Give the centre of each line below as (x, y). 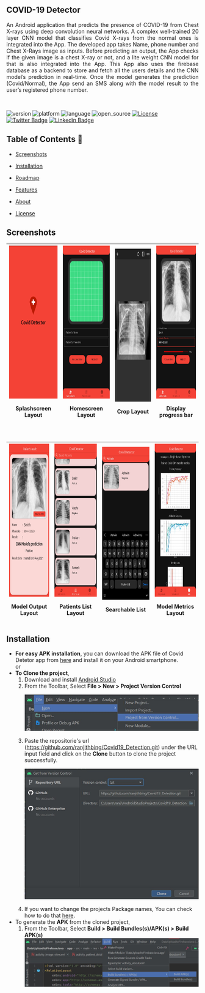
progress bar (176, 415)
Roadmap (27, 177)
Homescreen (87, 408)
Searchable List (126, 610)
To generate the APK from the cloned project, (73, 922)
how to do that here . (50, 916)
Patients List (76, 606)
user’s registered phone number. (47, 90)
